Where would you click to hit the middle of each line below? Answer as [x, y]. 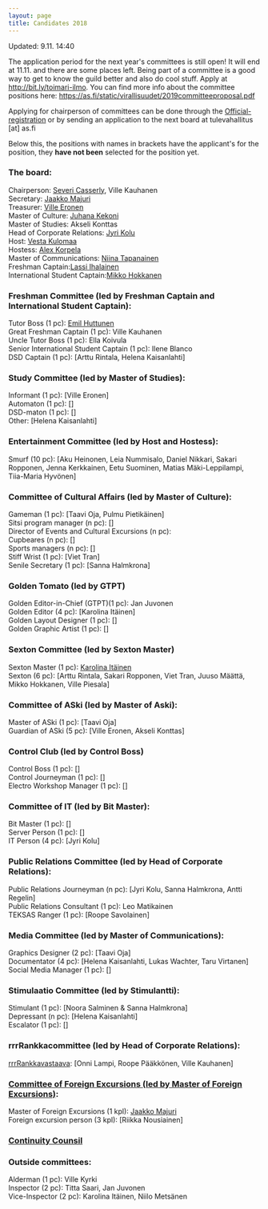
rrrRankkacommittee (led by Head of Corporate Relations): [124, 1046]
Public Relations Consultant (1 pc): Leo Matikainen [91, 906]
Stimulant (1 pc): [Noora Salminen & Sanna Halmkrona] [98, 1008]
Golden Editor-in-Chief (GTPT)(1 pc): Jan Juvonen [91, 603]
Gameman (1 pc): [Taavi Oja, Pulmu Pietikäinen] [86, 514]
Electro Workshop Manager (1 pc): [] [68, 786]
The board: [30, 173]
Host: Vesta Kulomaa [43, 241]
